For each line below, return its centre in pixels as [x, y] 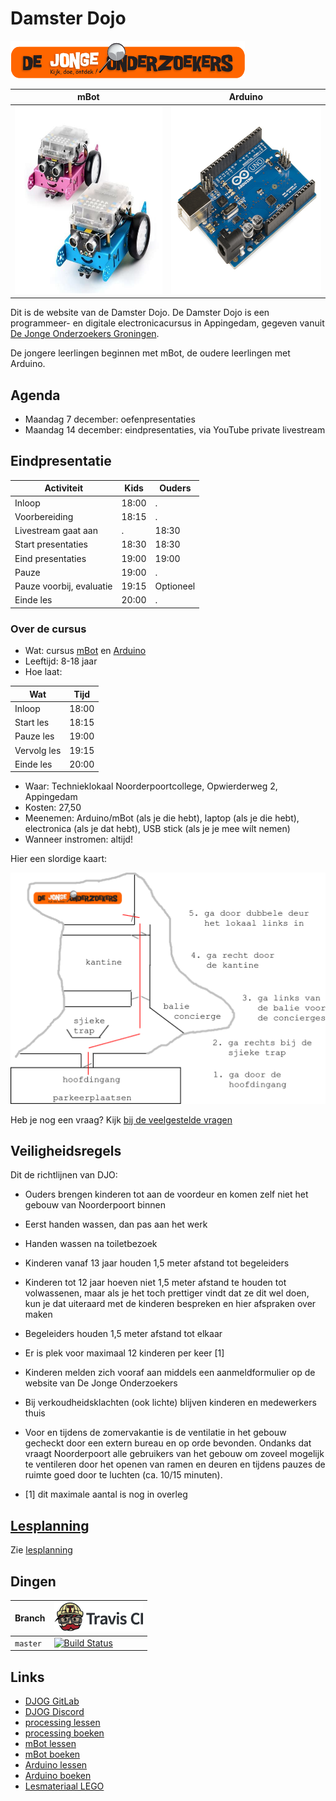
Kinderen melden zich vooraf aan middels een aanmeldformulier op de [170, 1373]
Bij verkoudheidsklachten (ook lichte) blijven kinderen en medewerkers [170, 1403]
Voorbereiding [44, 516]
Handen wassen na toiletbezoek [91, 1244]
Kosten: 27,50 [53, 808]
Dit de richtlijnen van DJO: [64, 1175]
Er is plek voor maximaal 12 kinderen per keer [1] [124, 1353]
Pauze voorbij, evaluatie [63, 586]
